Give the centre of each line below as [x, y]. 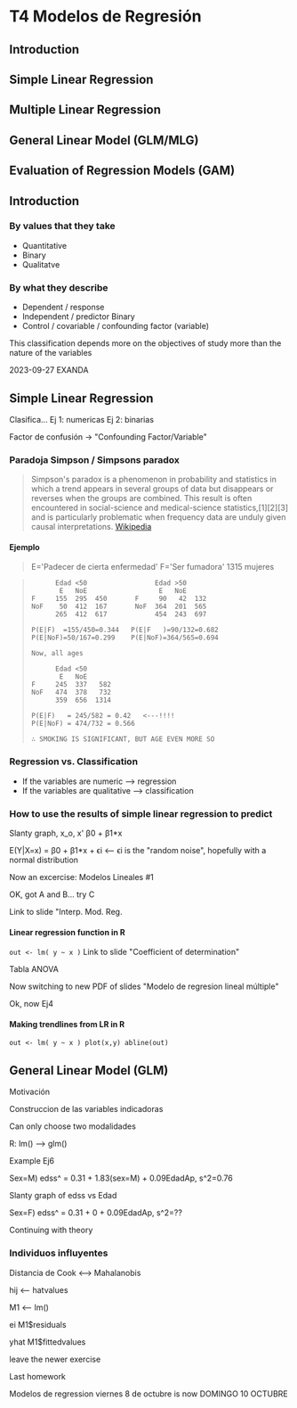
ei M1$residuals [38, 1324]
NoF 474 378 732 [71, 693]
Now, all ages [57, 654]
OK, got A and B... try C [52, 894]
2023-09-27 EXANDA [49, 370]
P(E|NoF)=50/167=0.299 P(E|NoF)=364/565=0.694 [125, 638]
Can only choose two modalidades [72, 1126]
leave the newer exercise [55, 1359]
